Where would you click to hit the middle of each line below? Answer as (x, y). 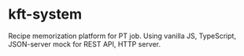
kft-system (45, 14)
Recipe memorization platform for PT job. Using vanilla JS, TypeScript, (122, 36)
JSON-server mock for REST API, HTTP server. (85, 44)
